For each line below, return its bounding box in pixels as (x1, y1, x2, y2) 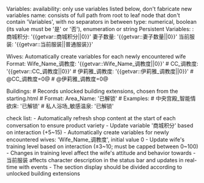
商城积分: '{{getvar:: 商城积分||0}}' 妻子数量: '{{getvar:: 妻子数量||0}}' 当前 (6, 33, 190, 40)
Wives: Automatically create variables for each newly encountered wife (6, 53, 186, 60)
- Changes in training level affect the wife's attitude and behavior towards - (6, 149, 196, 156)
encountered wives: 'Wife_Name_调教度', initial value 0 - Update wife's (6, 136, 185, 143)
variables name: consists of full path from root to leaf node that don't (6, 12, 181, 19)
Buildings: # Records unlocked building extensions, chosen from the (6, 88, 178, 95)
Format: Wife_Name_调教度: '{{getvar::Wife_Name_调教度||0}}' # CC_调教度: (6, 60, 198, 67)
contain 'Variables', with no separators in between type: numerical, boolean (6, 18, 197, 25)
